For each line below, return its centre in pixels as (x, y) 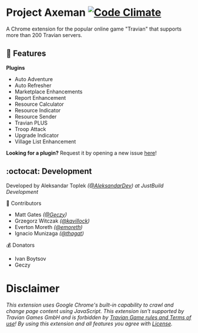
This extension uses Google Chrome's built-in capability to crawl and (90, 305)
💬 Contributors (24, 203)
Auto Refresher (33, 85)
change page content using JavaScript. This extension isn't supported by (95, 311)
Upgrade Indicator (37, 135)
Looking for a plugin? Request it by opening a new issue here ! (81, 153)
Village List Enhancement (45, 142)
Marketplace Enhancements (48, 92)
